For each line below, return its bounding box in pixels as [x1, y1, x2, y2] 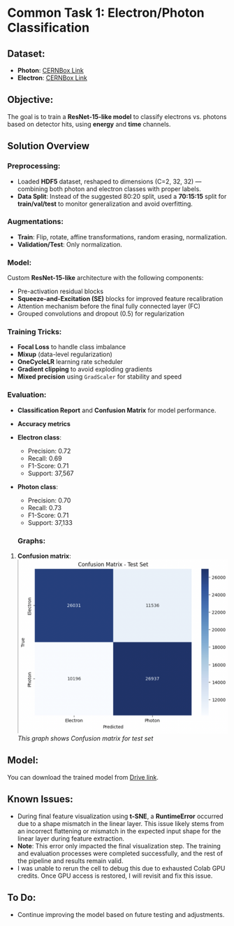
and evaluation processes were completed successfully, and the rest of [17, 849, 224, 857]
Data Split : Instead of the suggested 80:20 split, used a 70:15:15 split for [17, 192, 227, 200]
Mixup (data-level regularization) [17, 350, 113, 358]
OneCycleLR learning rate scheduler [17, 358, 124, 366]
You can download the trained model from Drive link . [7, 773, 159, 781]
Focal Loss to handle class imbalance [17, 343, 126, 351]
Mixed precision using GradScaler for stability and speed [17, 372, 182, 381]
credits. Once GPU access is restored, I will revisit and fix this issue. [17, 871, 213, 880]
